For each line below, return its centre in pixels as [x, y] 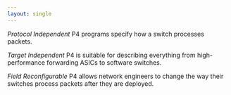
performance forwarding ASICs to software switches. [85, 62]
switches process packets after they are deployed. [81, 83]
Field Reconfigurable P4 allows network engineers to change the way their [115, 76]
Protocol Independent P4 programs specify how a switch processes [106, 34]
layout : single [30, 14]
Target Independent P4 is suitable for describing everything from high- [110, 55]
